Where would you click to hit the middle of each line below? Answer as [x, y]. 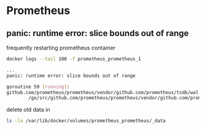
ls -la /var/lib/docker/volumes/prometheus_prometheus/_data [86, 121]
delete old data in [28, 110]
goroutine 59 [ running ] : [38, 87]
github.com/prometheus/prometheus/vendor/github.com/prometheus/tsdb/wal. [104, 92]
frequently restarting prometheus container [61, 48]
